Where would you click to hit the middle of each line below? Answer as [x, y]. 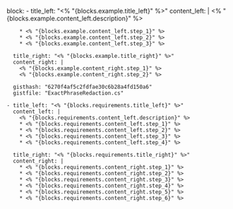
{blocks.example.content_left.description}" [69, 18]
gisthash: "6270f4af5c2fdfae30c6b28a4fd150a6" [83, 87]
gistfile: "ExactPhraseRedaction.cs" [68, 93]
